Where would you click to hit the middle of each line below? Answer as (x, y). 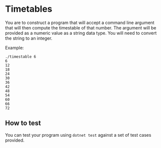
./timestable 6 (21, 57)
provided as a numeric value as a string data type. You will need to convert (81, 33)
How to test (23, 123)
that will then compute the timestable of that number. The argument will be (81, 27)
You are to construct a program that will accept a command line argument (80, 23)
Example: (15, 48)
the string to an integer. (29, 38)
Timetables (29, 9)
